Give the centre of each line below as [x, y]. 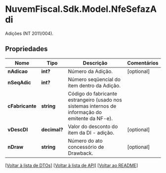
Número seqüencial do [94, 79]
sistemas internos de [92, 106]
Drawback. [81, 153]
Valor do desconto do [93, 126]
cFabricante [22, 106]
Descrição [95, 63]
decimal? [52, 129]
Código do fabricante [93, 94]
